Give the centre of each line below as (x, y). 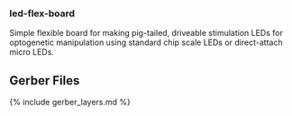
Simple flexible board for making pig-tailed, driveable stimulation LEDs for (146, 33)
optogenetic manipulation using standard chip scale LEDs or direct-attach (146, 42)
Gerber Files (45, 80)
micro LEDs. (32, 52)
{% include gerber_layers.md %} (70, 103)
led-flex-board (42, 13)
